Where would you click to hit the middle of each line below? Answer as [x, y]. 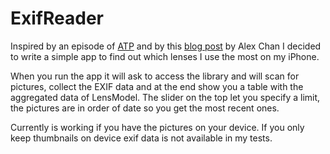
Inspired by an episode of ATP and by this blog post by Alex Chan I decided [166, 46]
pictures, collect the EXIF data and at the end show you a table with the [157, 86]
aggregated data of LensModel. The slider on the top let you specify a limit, [165, 97]
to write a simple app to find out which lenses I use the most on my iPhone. [165, 56]
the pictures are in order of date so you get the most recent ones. [145, 108]
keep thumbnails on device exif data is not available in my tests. [141, 138]
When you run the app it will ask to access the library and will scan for [155, 76]
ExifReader [57, 18]
